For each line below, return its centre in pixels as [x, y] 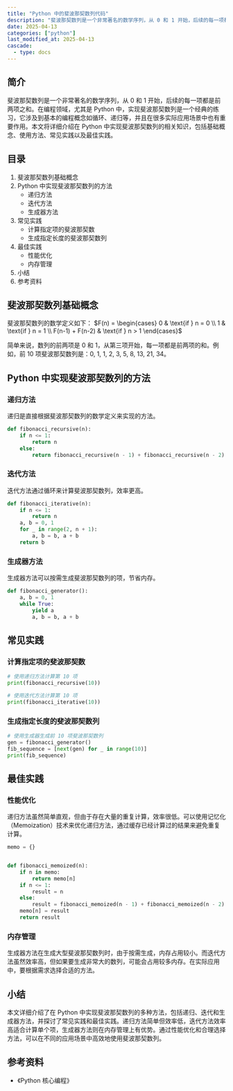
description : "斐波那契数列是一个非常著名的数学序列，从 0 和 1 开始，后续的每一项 [115, 20]
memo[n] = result [45, 911]
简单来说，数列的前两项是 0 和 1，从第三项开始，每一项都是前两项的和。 [110, 345]
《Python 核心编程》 [45, 1080]
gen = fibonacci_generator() [49, 742]
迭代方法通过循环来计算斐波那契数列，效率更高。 [77, 490]
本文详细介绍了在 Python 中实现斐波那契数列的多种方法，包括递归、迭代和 [113, 1012]
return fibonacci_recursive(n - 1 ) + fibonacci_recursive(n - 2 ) [129, 455]
